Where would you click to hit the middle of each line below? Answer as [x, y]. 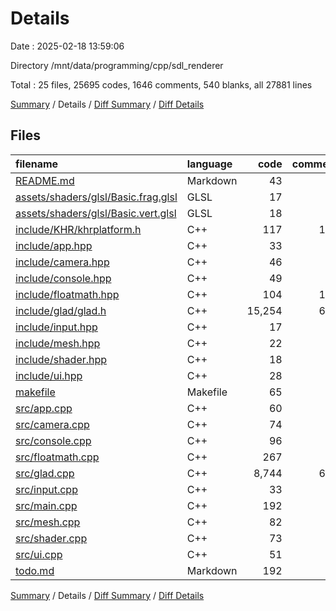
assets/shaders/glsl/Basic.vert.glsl [96, 213]
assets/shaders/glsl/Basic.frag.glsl [96, 197]
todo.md [35, 570]
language [209, 164]
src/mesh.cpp [48, 522]
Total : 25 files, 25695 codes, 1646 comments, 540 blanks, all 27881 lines [161, 84]
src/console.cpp [53, 440]
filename [37, 164]
